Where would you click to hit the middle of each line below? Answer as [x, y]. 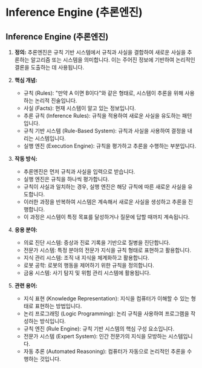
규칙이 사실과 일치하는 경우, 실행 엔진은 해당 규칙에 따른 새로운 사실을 [105, 187]
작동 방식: [26, 159]
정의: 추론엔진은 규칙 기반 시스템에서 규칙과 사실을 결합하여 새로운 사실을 [100, 52]
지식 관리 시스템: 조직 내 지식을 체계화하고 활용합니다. [86, 258]
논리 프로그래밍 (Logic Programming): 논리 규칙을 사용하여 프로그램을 [106, 314]
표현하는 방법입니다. [58, 306]
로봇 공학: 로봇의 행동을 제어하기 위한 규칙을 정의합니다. [89, 265]
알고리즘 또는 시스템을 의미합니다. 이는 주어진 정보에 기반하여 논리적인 [113, 60]
